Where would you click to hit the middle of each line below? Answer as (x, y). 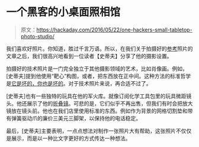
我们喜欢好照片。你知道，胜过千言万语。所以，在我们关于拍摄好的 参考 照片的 (99, 49)
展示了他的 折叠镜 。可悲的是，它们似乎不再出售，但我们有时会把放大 (110, 103)
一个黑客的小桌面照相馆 (63, 12)
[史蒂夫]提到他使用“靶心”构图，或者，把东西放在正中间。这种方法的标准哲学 (99, 76)
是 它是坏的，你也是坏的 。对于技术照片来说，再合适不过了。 (79, 83)
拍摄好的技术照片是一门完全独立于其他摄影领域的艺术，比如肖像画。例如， (97, 68)
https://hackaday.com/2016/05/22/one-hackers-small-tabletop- (114, 30)
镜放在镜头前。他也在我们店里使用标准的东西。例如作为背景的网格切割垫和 (97, 111)
